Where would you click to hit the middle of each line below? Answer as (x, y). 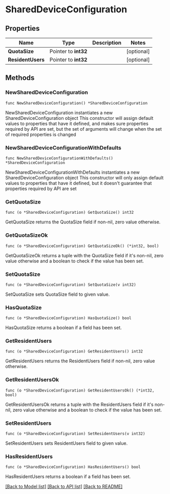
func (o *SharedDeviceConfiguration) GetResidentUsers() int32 (74, 352)
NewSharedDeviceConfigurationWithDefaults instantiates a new (72, 172)
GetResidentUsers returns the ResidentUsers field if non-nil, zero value (80, 361)
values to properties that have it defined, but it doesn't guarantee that (79, 183)
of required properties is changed (41, 134)
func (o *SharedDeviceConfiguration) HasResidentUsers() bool (73, 467)
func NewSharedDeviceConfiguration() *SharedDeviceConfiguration (76, 103)
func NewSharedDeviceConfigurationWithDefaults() (59, 158)
